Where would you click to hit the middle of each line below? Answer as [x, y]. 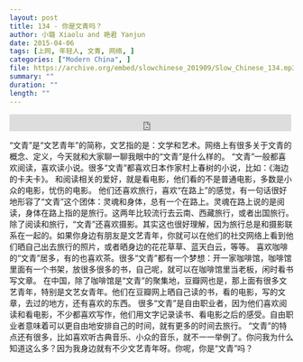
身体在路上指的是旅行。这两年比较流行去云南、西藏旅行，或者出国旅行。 [159, 212]
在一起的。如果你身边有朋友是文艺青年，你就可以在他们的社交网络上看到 [151, 235]
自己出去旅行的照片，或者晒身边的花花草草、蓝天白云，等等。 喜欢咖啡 [156, 246]
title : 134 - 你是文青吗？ [56, 26]
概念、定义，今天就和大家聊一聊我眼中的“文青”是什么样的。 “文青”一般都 [144, 156]
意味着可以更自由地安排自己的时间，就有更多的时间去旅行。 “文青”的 [152, 325]
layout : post [34, 18]
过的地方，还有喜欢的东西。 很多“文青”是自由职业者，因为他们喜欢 [156, 302]
